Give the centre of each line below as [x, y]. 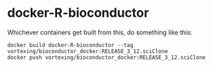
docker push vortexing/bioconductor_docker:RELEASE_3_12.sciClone [106, 57]
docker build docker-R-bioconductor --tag [70, 45]
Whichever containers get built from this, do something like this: [100, 32]
